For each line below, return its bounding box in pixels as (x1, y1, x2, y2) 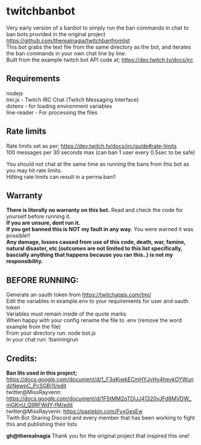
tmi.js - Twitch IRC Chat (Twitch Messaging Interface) (6, 96, 139, 103)
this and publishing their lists (6, 420, 77, 428)
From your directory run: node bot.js (6, 329, 96, 337)
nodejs (6, 89, 23, 97)
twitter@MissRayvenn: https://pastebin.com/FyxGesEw (6, 408, 143, 415)
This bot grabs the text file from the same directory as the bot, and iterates (6, 43, 191, 51)
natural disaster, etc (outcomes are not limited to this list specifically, (6, 245, 183, 252)
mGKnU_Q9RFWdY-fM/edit (6, 402, 73, 408)
